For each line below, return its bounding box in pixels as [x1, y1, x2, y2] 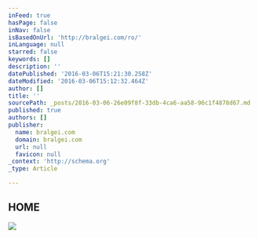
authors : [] [8, 114, 47, 122]
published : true [8, 107, 61, 115]
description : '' [8, 63, 61, 71]
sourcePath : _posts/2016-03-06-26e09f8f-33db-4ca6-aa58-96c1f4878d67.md [8, 99, 251, 107]
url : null [15, 143, 47, 151]
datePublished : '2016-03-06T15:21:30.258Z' [8, 70, 153, 78]
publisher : [8, 121, 44, 129]
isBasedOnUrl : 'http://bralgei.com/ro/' [8, 33, 143, 42]
